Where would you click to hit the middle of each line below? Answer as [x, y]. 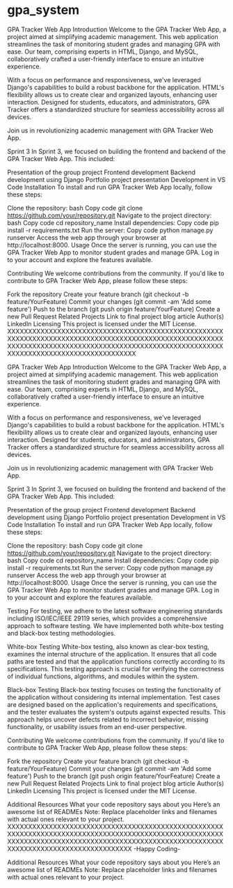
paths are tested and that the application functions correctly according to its [116, 661]
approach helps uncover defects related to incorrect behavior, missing [108, 719]
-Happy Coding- [157, 848]
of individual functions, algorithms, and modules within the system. [103, 676]
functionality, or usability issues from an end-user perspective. [97, 726]
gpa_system [43, 10]
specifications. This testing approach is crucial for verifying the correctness [116, 668]
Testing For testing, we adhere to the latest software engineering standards [115, 611]
